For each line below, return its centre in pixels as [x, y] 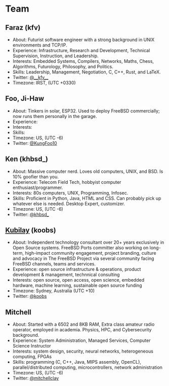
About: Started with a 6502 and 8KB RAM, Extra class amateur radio [83, 324]
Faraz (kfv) [23, 28]
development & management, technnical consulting [66, 275]
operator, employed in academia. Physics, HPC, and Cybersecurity [82, 330]
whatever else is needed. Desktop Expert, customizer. [69, 204]
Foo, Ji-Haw [25, 99]
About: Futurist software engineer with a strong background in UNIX [83, 40]
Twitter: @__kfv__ [30, 77]
